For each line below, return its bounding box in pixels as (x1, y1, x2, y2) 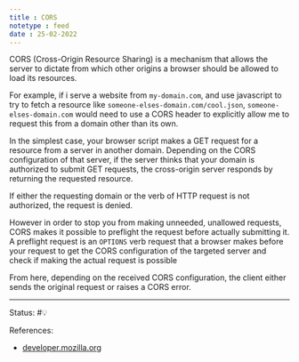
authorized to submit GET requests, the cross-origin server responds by (9, 164, 273, 174)
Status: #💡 (9, 308, 48, 318)
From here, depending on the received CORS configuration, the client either (9, 272, 287, 283)
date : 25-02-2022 (9, 29, 77, 38)
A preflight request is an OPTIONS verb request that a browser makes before (9, 237, 284, 247)
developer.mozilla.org (21, 342, 102, 353)
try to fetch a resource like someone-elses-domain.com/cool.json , (9, 100, 246, 110)
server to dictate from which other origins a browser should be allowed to (9, 63, 279, 74)
